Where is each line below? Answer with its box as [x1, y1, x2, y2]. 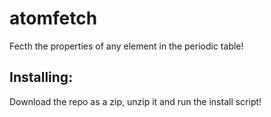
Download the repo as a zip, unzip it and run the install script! [9, 95, 262, 107]
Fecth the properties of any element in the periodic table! [9, 40, 244, 52]
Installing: [9, 69, 74, 86]
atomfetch [9, 7, 98, 30]
